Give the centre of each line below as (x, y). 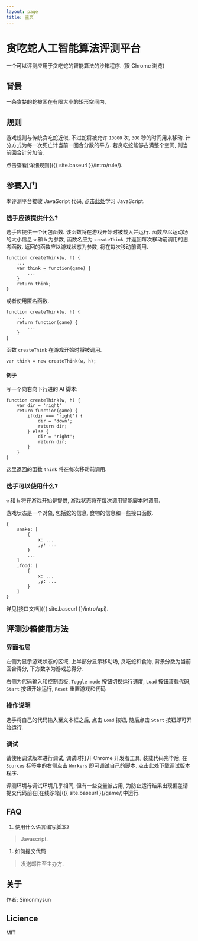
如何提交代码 (30, 851)
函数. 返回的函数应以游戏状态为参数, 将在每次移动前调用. (79, 247)
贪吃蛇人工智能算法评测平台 (74, 48)
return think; (34, 284)
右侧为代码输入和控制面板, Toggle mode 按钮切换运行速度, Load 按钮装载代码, (98, 681)
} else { (38, 432)
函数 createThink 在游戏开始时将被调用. (54, 350)
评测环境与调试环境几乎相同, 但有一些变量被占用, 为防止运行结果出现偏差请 (97, 785)
